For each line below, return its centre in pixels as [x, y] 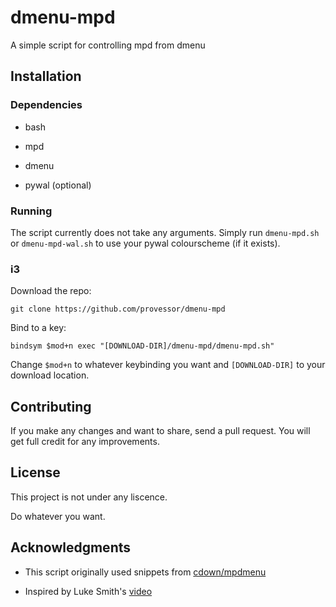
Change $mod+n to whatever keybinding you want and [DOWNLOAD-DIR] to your [168, 365]
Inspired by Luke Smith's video [88, 591]
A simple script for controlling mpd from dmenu [108, 45]
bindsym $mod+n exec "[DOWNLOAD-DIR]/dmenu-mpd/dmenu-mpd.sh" [142, 346]
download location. [50, 375]
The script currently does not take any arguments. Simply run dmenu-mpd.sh [165, 232]
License [35, 472]
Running [31, 211]
